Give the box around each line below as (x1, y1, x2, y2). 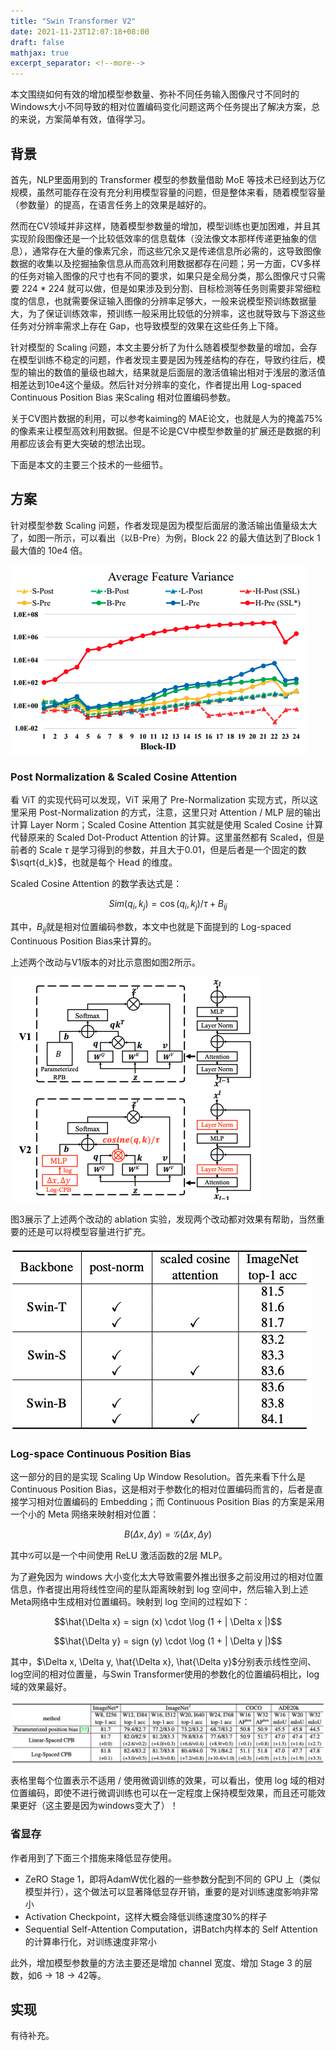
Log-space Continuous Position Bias (10, 1446, 192, 1460)
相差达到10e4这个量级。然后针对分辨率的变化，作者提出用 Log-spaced (10, 378, 302, 390)
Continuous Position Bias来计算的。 (10, 935, 157, 947)
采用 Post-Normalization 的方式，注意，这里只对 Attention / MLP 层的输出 (18, 806, 322, 819)
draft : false (10, 37, 65, 47)
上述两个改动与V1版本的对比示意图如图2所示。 (10, 956, 201, 968)
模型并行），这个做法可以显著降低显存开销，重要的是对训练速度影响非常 (24, 1885, 319, 1897)
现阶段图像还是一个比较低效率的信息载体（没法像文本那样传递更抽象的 (18, 232, 308, 244)
